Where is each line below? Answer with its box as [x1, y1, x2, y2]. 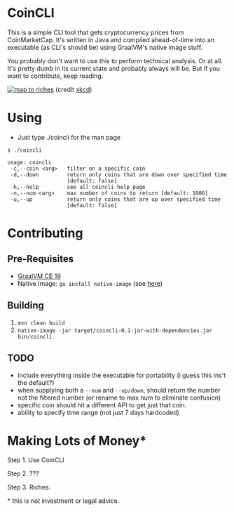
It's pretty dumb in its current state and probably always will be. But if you [7, 64, 221, 72]
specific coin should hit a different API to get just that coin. [17, 400, 187, 409]
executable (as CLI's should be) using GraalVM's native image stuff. [7, 43, 203, 51]
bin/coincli [17, 333, 53, 340]
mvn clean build [17, 320, 65, 327]
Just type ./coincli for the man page [17, 133, 121, 141]
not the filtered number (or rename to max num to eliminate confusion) [17, 393, 221, 402]
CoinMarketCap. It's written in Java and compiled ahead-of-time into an [7, 35, 215, 44]
